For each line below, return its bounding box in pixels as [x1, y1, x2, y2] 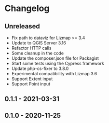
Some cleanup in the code [11, 50, 64, 56]
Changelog [4, 3, 50, 14]
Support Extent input [11, 76, 53, 82]
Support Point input [11, 81, 51, 87]
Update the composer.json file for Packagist [11, 55, 99, 61]
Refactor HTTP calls [11, 45, 52, 51]
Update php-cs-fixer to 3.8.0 [11, 66, 69, 71]
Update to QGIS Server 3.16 [11, 40, 66, 46]
